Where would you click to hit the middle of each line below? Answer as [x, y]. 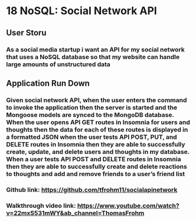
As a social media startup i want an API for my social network [95, 50]
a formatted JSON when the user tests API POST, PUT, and [92, 137]
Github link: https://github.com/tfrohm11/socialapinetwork [92, 190]
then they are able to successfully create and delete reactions [97, 166]
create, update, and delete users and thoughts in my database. [98, 152]
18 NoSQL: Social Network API [82, 11]
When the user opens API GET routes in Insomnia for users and [98, 122]
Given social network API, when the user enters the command [97, 100]
